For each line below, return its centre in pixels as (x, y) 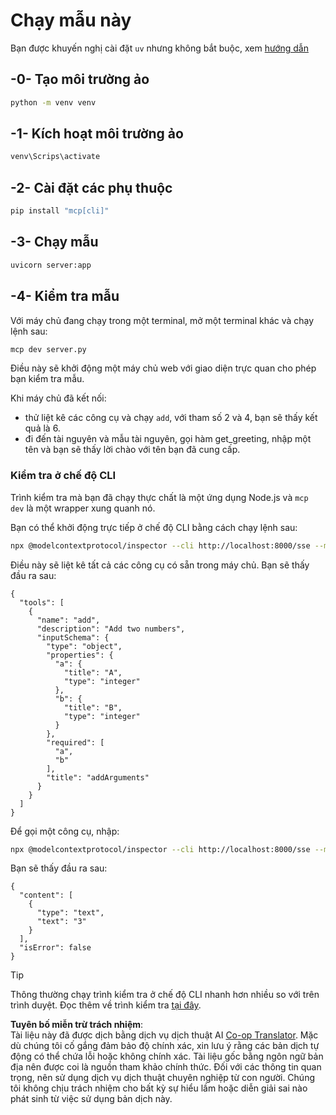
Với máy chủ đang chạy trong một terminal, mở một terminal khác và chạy (162, 320)
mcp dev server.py (48, 349)
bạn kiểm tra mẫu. (47, 379)
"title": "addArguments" (98, 777)
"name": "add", (68, 620)
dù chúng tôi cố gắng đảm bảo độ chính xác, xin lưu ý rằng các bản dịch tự (165, 1046)
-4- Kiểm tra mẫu (65, 296)
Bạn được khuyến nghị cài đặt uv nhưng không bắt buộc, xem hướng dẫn (159, 48)
